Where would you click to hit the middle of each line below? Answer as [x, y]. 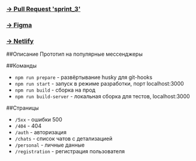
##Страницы [22, 108]
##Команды [22, 66]
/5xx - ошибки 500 [39, 120]
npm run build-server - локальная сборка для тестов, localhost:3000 [102, 96]
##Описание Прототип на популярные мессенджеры [74, 54]
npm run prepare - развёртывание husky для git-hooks [84, 77]
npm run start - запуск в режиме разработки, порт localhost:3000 [99, 84]
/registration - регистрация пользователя [70, 151]
